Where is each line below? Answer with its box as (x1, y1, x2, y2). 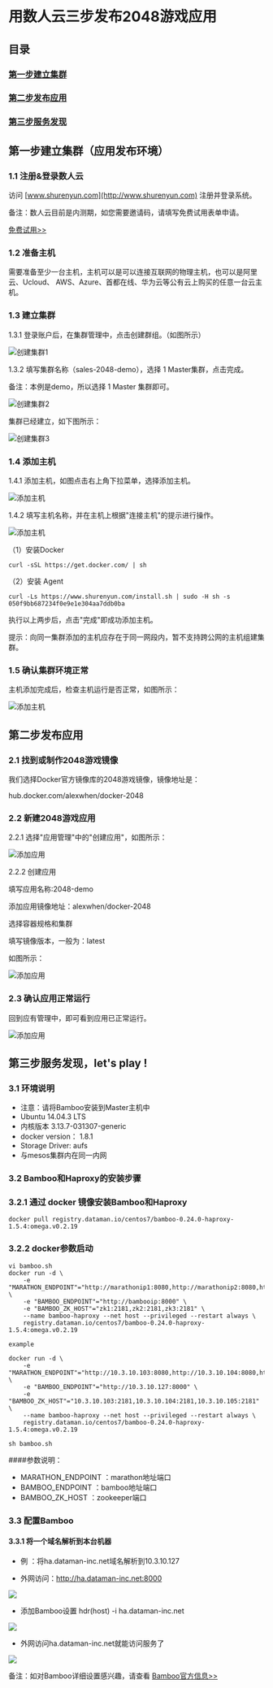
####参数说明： (8, 1455, 63, 1465)
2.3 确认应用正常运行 (8, 993, 91, 1005)
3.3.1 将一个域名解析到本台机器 (8, 1537, 112, 1547)
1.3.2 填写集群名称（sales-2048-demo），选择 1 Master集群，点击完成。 (8, 364, 249, 374)
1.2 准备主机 (8, 247, 56, 258)
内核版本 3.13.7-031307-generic (19, 1122, 127, 1131)
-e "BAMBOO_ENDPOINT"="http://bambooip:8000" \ (23, 1297, 187, 1305)
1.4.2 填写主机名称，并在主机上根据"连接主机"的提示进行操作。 (8, 510, 218, 520)
